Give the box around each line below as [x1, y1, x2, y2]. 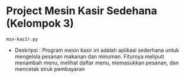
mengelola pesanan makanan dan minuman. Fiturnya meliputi [14, 53, 164, 60]
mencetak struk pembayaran [14, 65, 85, 72]
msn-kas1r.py [6, 36, 38, 42]
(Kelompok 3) [6, 17, 74, 30]
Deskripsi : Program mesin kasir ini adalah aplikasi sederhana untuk [14, 46, 179, 54]
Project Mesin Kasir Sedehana [6, 4, 158, 18]
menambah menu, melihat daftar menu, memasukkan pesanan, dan [14, 59, 179, 66]
